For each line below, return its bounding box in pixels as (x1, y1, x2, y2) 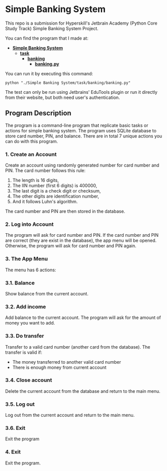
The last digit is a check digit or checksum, (12, 188, 101, 194)
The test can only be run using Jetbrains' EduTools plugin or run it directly (5, 89, 157, 95)
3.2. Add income (5, 303, 46, 310)
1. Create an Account (5, 150, 57, 158)
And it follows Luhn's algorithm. (12, 199, 78, 205)
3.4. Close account (5, 377, 52, 384)
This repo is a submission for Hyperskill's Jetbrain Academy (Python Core (5, 20, 157, 26)
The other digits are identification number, (12, 193, 99, 199)
